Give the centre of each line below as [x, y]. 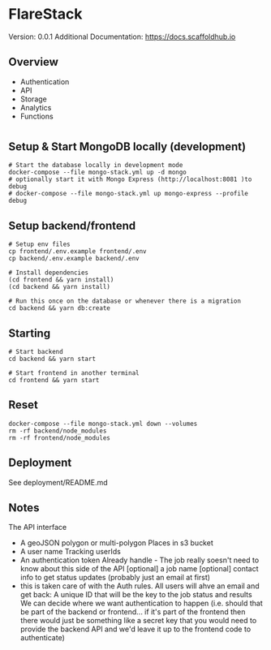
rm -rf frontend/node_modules [60, 438]
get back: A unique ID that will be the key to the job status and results [136, 595]
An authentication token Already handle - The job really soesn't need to [140, 560]
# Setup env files [39, 244]
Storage [33, 99]
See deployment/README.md [58, 482]
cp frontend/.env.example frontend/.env [78, 252]
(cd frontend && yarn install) [61, 280]
